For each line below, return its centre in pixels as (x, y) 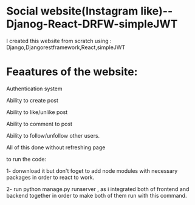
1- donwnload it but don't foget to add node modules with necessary (92, 170)
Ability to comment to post (39, 124)
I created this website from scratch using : (59, 41)
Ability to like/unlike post (37, 112)
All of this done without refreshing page (56, 147)
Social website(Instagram (72, 11)
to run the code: (26, 159)
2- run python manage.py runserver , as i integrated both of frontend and (98, 189)
